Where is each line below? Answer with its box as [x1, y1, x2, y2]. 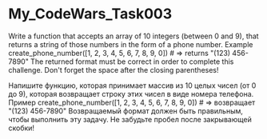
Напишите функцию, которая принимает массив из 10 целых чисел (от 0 [8, 81, 257, 90]
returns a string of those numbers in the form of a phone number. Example [8, 39, 253, 49]
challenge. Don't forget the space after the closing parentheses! [8, 65, 219, 74]
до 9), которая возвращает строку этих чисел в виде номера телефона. [8, 89, 254, 98]
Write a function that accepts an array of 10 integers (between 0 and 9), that [8, 31, 259, 41]
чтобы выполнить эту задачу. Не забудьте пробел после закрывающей [8, 114, 252, 124]
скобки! [8, 123, 34, 133]
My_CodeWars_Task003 [8, 5, 173, 23]
